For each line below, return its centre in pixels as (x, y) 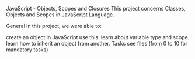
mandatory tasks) (27, 50)
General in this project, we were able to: (54, 26)
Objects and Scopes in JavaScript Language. (60, 15)
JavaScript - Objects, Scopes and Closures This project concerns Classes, (96, 8)
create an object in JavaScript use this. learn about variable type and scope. (98, 37)
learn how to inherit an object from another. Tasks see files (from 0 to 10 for (97, 44)
